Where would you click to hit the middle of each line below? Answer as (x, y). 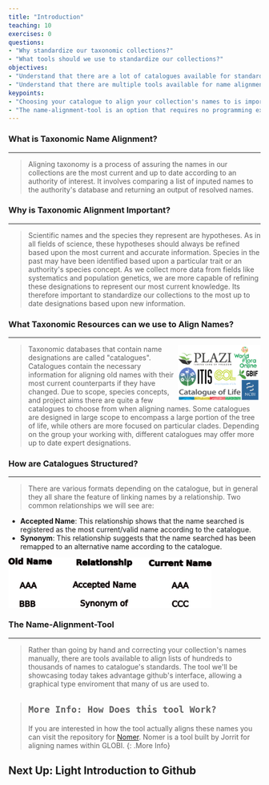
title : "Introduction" (46, 17)
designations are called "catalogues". (89, 358)
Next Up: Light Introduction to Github (102, 770)
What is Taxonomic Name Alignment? (83, 139)
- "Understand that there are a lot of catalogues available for (119, 76)
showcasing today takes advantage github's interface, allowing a (135, 675)
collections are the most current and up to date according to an (132, 172)
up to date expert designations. (79, 443)
